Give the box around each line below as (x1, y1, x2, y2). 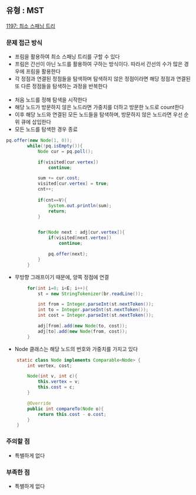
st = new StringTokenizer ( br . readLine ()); (37, 291, 144, 297)
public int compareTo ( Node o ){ (27, 406, 104, 412)
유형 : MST (6, 5, 44, 16)
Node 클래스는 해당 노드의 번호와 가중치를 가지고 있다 (14, 345, 138, 352)
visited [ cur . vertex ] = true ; (37, 181, 109, 187)
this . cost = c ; (37, 384, 75, 391)
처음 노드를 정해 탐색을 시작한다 (14, 96, 87, 103)
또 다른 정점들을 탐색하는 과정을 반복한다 (14, 83, 108, 90)
